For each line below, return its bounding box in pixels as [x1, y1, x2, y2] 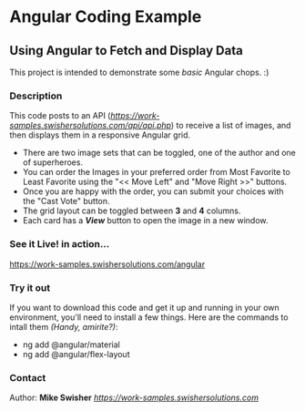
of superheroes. [22, 157, 84, 168]
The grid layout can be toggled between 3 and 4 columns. [22, 205, 241, 216]
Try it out [9, 281, 51, 294]
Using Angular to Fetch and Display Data [9, 43, 243, 58]
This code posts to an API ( [9, 110, 111, 121]
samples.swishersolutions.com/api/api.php [9, 120, 171, 131]
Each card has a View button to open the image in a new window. [22, 215, 269, 226]
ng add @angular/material [22, 339, 120, 350]
